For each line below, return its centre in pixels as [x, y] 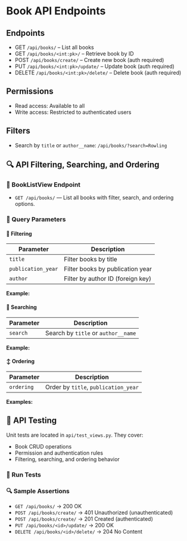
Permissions [30, 92]
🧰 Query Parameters [36, 220]
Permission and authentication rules [59, 453]
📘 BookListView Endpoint [43, 184]
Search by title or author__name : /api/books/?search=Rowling [91, 145]
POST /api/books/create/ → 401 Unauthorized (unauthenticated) [94, 512]
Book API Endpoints [56, 11]
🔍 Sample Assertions [38, 491]
